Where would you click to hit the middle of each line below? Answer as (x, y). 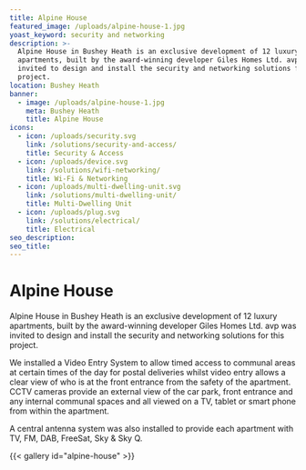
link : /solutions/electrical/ (83, 220)
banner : (24, 94)
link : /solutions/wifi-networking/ (93, 170)
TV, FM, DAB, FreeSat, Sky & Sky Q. (76, 438)
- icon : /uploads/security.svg (77, 136)
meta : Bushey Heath (63, 111)
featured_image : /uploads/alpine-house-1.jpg (97, 26)
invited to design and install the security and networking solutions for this (147, 335)
